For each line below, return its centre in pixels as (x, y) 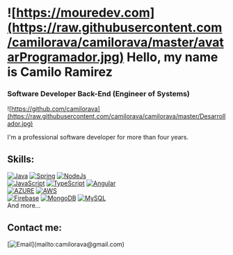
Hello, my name (172, 57)
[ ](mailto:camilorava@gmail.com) (66, 245)
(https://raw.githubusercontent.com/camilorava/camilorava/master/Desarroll (116, 116)
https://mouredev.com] (86, 13)
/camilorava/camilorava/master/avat (115, 42)
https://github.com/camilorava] (56, 109)
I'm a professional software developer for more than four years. (98, 137)
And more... (24, 206)
